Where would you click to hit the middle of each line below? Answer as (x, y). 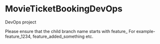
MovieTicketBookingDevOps (64, 9)
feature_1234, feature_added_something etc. (49, 36)
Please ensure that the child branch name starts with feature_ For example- (80, 31)
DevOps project (21, 22)
